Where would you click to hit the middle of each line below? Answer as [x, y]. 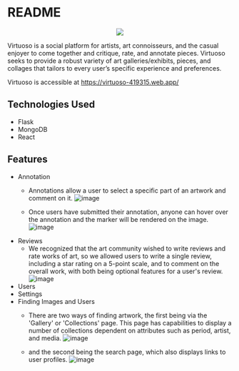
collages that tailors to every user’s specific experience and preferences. [115, 68]
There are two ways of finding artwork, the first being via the [118, 315]
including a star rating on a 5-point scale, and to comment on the [124, 263]
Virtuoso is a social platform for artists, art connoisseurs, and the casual [113, 45]
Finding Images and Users [56, 301]
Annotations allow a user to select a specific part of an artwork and [127, 190]
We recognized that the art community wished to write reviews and [127, 248]
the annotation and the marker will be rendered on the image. [118, 219]
